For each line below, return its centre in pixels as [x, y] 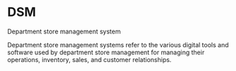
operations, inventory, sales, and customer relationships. [89, 59]
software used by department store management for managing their [106, 52]
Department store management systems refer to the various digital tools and [118, 45]
